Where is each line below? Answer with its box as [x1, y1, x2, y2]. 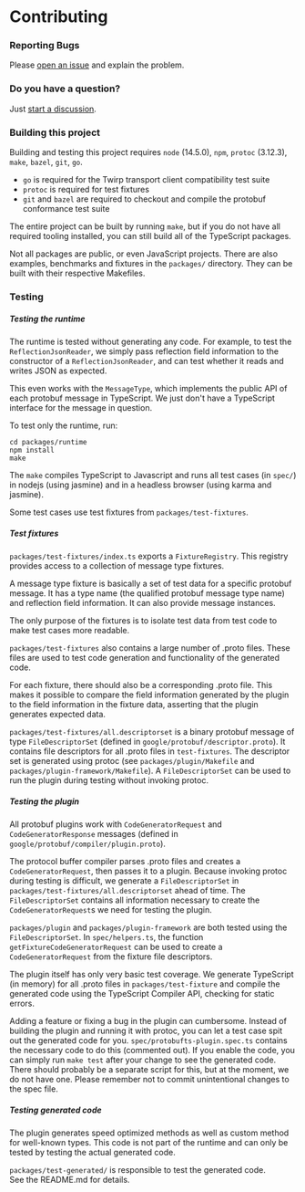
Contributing [9, 6, 108, 27]
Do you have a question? [9, 82, 121, 95]
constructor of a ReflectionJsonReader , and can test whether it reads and [9, 355, 284, 366]
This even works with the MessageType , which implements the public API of [9, 382, 288, 393]
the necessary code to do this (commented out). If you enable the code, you [9, 1044, 296, 1055]
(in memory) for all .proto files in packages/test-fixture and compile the [9, 978, 280, 989]
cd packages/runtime [9, 437, 88, 446]
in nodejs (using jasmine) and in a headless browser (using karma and [9, 479, 272, 490]
